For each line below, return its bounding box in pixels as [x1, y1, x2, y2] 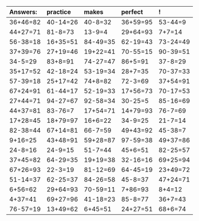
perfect [121, 8, 144, 16]
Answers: [9, 8, 37, 16]
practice [46, 8, 71, 16]
